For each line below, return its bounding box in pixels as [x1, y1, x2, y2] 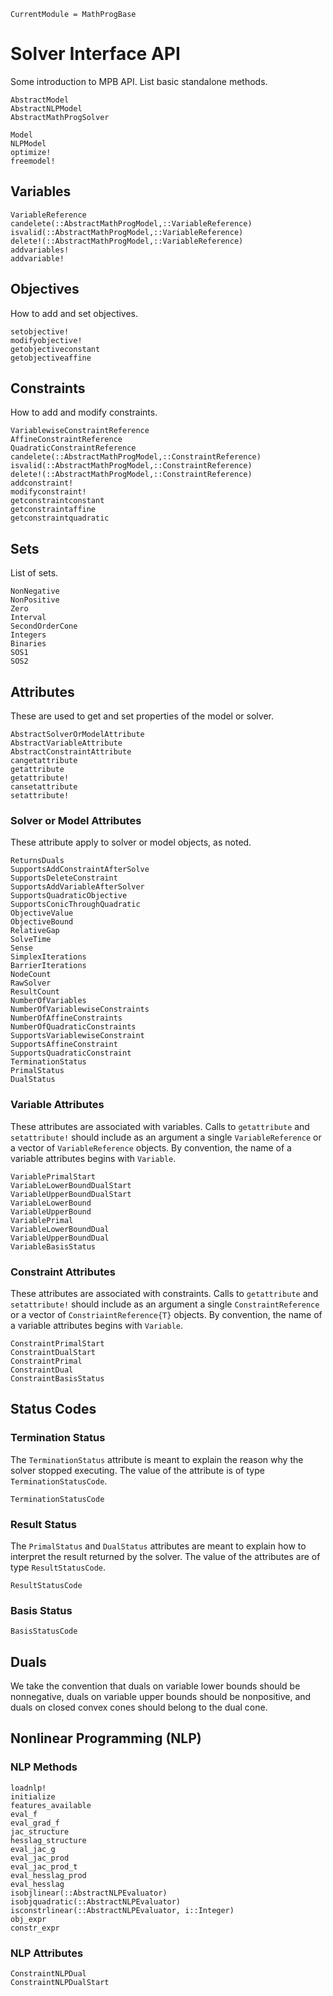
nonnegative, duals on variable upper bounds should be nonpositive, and [10, 1690, 312, 1702]
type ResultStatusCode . [10, 1561, 106, 1573]
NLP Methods [10, 1760, 78, 1774]
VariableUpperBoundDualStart [10, 1189, 132, 1199]
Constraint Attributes [10, 1265, 116, 1279]
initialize [10, 1791, 56, 1802]
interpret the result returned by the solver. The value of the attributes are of [10, 1550, 321, 1562]
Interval [10, 613, 47, 623]
